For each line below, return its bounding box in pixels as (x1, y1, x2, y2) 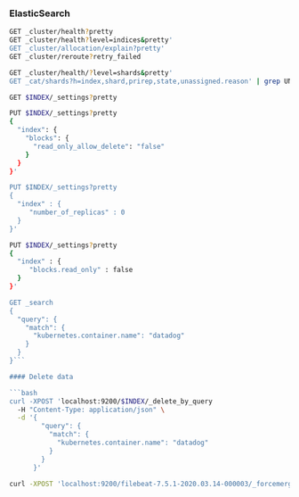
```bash (9, 388, 38, 397)
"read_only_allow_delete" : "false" (32, 142, 166, 151)
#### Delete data (9, 372, 74, 381)
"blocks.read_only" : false (28, 266, 133, 275)
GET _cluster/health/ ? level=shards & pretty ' (9, 68, 174, 78)
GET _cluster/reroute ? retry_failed (9, 52, 141, 61)
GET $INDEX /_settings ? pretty (9, 93, 117, 102)
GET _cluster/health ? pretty (9, 28, 114, 37)
